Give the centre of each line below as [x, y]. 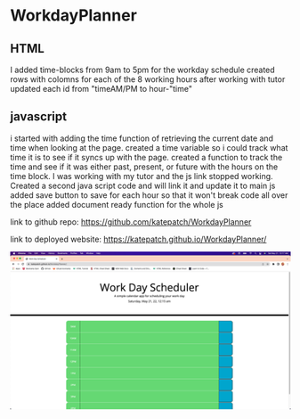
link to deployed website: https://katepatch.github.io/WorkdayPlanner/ [138, 239]
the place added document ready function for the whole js [117, 204]
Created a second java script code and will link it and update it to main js [143, 185]
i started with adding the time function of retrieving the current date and [142, 138]
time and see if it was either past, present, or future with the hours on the [144, 167]
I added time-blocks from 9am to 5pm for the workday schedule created [142, 70]
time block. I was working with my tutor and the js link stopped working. [142, 176]
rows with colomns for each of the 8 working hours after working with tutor [148, 79]
